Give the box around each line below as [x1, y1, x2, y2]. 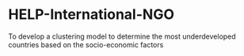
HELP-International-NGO [8, 6, 174, 24]
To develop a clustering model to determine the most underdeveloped [8, 32, 236, 41]
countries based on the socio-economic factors [8, 39, 164, 49]
